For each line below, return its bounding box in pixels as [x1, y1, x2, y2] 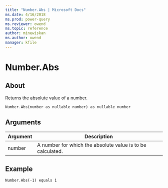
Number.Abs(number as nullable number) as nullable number [5, 104, 131, 109]
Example [5, 164, 33, 173]
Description [84, 133, 113, 140]
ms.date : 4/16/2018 [5, 12, 46, 17]
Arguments [5, 118, 41, 127]
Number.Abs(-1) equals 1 [5, 178, 57, 183]
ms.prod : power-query [5, 17, 50, 22]
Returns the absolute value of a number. [5, 95, 88, 101]
